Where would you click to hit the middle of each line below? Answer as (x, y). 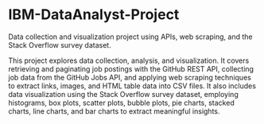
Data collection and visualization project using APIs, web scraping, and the (130, 37)
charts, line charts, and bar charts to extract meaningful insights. (114, 111)
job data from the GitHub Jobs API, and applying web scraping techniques (130, 77)
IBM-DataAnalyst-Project (94, 15)
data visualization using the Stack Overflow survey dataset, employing (123, 94)
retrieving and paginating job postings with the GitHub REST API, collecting (131, 68)
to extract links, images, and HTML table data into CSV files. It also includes (132, 86)
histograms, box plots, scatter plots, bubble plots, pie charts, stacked (121, 103)
